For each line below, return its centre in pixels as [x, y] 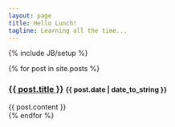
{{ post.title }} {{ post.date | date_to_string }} [87, 89]
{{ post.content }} [37, 107]
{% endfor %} [31, 115]
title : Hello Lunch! [43, 23]
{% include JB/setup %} [48, 54]
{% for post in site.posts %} [54, 69]
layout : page [30, 16]
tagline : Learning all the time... [68, 30]
